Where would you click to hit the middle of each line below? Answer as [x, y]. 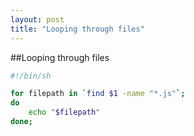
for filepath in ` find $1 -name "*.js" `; [98, 94]
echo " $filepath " [64, 112]
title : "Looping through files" [77, 29]
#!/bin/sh [31, 76]
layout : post [37, 19]
